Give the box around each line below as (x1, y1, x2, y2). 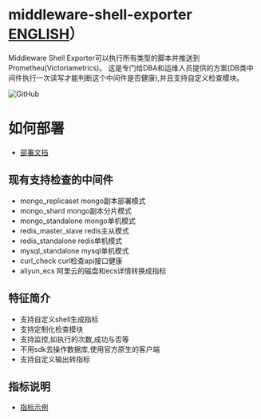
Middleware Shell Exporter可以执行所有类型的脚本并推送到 (8, 53, 200, 62)
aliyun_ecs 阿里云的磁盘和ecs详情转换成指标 (19, 265, 167, 275)
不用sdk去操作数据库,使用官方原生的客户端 (19, 344, 160, 353)
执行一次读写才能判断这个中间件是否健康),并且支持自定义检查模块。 (22, 73, 244, 82)
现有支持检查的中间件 (8, 174, 113, 187)
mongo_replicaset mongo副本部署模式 (19, 196, 146, 206)
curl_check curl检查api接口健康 (19, 256, 123, 265)
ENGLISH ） (8, 26, 84, 43)
